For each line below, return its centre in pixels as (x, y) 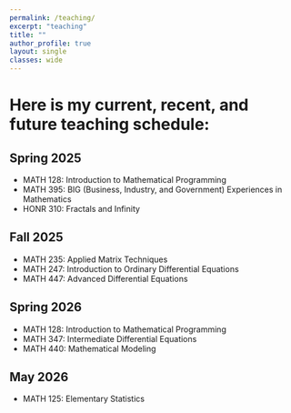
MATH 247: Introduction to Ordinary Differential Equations (130, 268)
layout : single (38, 52)
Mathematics (47, 199)
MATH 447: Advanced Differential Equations (105, 278)
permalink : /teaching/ (52, 18)
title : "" (28, 35)
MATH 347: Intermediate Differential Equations (110, 338)
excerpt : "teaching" (49, 26)
